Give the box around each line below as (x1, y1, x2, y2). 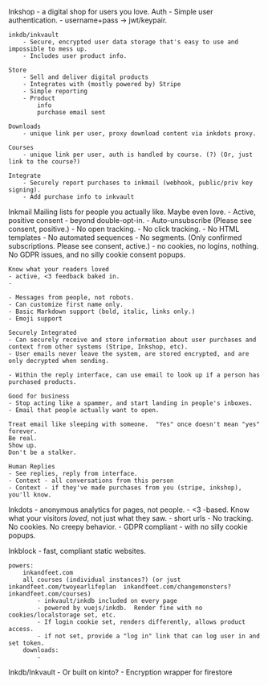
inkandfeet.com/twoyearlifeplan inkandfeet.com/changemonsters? (8, 583, 231, 591)
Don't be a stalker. (8, 448, 78, 456)
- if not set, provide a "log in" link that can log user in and (37, 632, 261, 640)
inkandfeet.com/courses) (8, 590, 91, 598)
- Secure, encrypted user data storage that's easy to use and (22, 38, 239, 46)
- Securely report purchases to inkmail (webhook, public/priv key (22, 179, 253, 187)
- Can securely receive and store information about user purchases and (8, 336, 257, 344)
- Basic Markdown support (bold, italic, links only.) (8, 307, 196, 316)
